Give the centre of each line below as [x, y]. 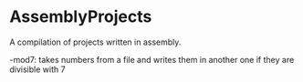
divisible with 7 [37, 69]
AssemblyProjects [81, 17]
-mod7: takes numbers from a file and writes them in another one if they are [152, 59]
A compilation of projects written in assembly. [95, 42]
